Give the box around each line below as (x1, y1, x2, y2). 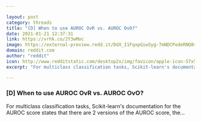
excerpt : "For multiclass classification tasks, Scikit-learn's (6, 64, 170, 70)
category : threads (6, 19, 52, 26)
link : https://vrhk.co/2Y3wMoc (6, 36, 84, 42)
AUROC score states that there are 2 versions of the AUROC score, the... (6, 109, 185, 116)
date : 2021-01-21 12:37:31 (6, 30, 74, 36)
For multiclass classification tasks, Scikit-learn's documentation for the (6, 102, 181, 109)
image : (6, 42, 23, 48)
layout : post (6, 14, 39, 20)
